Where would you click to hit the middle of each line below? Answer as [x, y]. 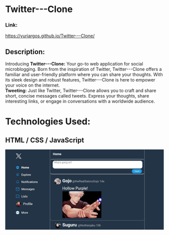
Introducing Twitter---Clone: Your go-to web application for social [74, 64]
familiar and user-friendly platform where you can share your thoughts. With [84, 74]
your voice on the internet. [33, 85]
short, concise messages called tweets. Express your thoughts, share [77, 96]
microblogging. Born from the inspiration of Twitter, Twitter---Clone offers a [83, 69]
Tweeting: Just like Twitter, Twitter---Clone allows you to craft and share [81, 91]
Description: [25, 52]
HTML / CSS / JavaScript [45, 140]
